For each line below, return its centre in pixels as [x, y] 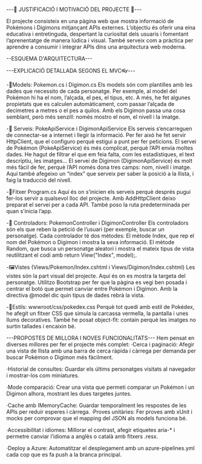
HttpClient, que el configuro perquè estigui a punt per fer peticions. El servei [101, 141]
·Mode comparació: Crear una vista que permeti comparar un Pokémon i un [100, 387]
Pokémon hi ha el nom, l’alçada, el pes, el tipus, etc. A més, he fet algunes [98, 98]
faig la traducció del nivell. [39, 180]
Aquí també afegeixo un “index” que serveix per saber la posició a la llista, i [100, 174]
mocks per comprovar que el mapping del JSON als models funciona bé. [97, 418]
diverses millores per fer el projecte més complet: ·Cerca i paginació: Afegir [100, 344]
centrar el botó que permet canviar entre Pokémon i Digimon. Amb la [92, 289]
